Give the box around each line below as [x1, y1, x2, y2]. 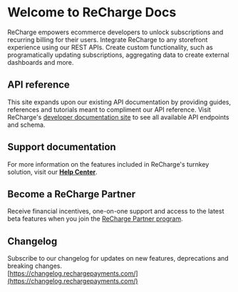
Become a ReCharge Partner [7, 188, 136, 200]
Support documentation [7, 141, 116, 153]
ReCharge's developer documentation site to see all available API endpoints [7, 113, 229, 121]
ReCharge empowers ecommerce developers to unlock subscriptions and [7, 28, 224, 36]
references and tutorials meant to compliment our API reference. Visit [7, 105, 212, 114]
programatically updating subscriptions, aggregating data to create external [7, 51, 229, 59]
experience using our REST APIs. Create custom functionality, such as [7, 43, 214, 51]
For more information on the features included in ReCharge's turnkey [7, 160, 209, 168]
